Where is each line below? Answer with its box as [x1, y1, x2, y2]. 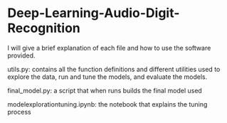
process [7, 107, 31, 116]
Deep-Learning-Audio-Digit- [7, 5, 180, 21]
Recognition [7, 20, 80, 36]
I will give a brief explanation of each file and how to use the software [7, 43, 211, 52]
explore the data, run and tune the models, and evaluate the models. [7, 73, 208, 81]
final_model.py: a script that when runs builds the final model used [7, 86, 203, 95]
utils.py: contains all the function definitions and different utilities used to [7, 65, 221, 73]
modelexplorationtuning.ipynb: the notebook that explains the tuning [7, 100, 208, 108]
